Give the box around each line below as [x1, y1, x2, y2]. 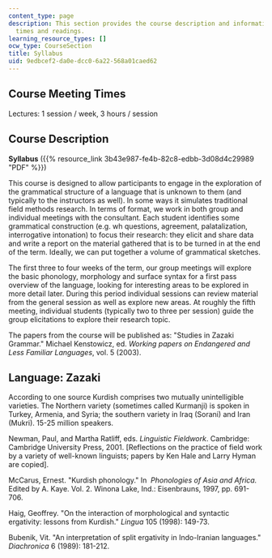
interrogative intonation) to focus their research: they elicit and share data [8, 230, 254, 239]
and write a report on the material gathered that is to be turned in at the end [8, 238, 261, 248]
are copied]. [8, 460, 49, 470]
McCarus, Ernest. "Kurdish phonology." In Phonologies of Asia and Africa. [8, 475, 257, 485]
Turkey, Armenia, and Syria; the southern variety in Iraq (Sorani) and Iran [8, 410, 251, 419]
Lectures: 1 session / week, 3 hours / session [8, 109, 159, 118]
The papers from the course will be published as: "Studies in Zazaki [8, 330, 235, 340]
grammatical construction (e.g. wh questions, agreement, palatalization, [8, 221, 249, 231]
